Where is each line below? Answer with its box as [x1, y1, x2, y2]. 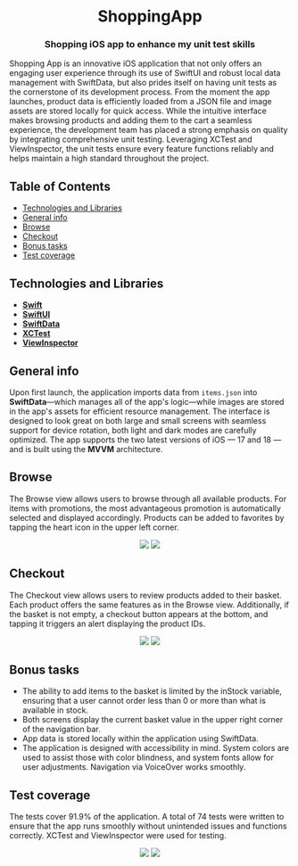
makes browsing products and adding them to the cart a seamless [9, 115, 252, 126]
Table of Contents [9, 178, 112, 194]
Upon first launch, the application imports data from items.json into [9, 386, 258, 398]
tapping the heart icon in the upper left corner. [9, 522, 180, 532]
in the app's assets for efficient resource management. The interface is [9, 406, 270, 417]
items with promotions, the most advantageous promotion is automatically [9, 502, 281, 514]
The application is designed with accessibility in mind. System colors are [21, 743, 290, 754]
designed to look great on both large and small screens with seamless [9, 415, 267, 425]
